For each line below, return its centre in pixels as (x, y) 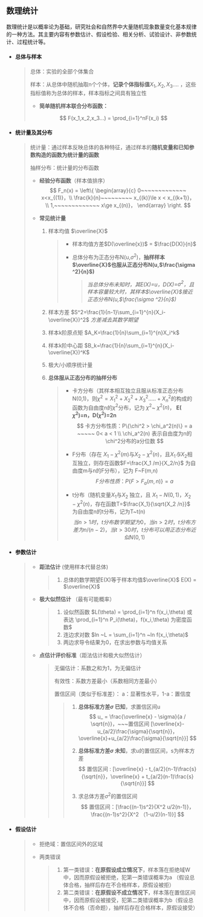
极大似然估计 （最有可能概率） (77, 599)
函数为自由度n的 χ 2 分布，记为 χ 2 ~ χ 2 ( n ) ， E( (127, 407)
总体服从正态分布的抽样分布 (83, 378)
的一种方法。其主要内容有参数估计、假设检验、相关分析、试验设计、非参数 (99, 34)
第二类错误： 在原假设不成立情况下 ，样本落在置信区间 (129, 892)
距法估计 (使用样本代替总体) (74, 567)
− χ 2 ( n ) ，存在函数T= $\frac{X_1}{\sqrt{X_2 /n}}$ (131, 503)
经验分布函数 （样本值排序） (74, 181)
